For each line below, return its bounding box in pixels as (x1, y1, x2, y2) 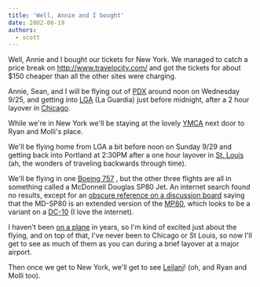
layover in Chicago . (8, 104, 71, 113)
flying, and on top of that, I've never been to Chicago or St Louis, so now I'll (8, 231, 253, 240)
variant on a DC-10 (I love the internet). (8, 207, 134, 216)
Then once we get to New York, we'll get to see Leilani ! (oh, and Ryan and (8, 263, 247, 272)
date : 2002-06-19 (8, 19, 65, 27)
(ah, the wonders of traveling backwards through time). (8, 158, 187, 169)
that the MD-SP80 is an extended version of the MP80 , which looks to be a (8, 199, 251, 209)
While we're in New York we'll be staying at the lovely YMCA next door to (8, 118, 245, 128)
